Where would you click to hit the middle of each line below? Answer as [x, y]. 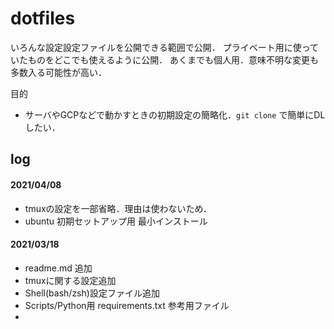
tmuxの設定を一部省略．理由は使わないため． [118, 208]
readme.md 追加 [58, 268]
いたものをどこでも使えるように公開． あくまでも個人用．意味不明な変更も [165, 59]
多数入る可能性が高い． [58, 72]
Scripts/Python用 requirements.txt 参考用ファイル [127, 305]
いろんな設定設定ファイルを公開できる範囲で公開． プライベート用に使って [164, 47]
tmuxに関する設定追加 [70, 280]
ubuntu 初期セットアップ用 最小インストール [116, 221]
